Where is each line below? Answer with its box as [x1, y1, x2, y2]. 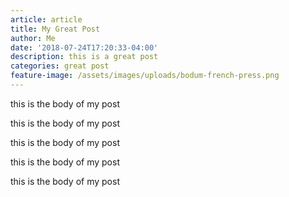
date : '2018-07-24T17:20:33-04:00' [10, 42, 159, 53]
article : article [10, 14, 83, 25]
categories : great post [10, 61, 110, 71]
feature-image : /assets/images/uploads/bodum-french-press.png [10, 71, 280, 81]
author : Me [10, 33, 56, 43]
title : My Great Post [10, 24, 101, 34]
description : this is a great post [10, 52, 159, 62]
